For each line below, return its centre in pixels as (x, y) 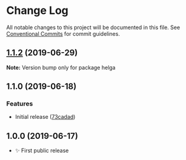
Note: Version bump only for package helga (61, 67)
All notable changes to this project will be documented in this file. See (93, 27)
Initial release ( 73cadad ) (45, 117)
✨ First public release (42, 151)
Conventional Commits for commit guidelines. (63, 33)
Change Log (37, 11)
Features (20, 104)
